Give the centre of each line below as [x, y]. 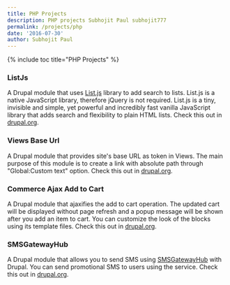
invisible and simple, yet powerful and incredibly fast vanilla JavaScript [109, 108]
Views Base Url [33, 140]
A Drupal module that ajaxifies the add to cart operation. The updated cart [114, 204]
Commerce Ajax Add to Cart [56, 189]
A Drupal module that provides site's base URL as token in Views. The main [115, 156]
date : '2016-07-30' [36, 33]
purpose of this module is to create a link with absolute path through [105, 163]
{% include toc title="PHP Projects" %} [63, 59]
